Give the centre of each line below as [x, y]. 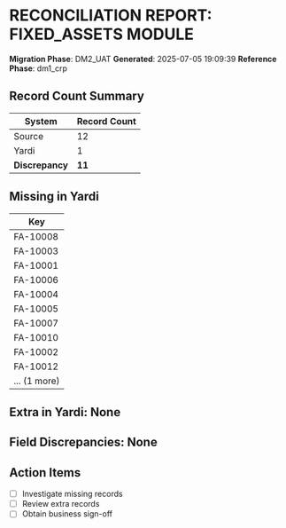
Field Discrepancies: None [83, 442]
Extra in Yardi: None [65, 412]
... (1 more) [37, 381]
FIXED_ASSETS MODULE [102, 34]
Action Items [45, 473]
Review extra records [61, 504]
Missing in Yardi [54, 197]
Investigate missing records [72, 494]
